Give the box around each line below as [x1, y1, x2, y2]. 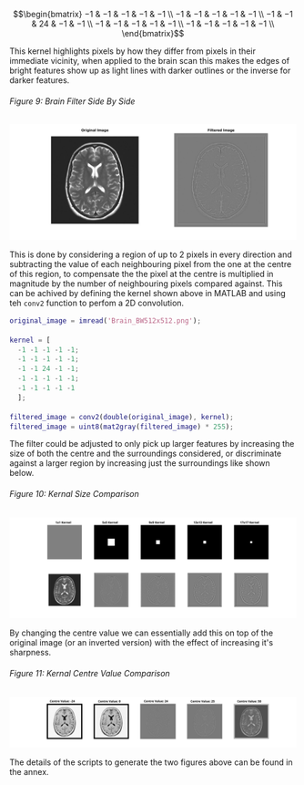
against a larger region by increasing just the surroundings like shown [9, 458, 270, 469]
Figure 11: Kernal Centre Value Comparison [9, 667, 170, 678]
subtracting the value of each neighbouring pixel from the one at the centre [9, 258, 292, 269]
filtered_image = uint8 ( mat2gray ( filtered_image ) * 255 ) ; [9, 422, 234, 431]
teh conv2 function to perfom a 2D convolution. [9, 297, 185, 308]
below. [9, 468, 35, 479]
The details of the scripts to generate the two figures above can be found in [9, 757, 293, 768]
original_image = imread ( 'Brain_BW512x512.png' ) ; [9, 315, 202, 325]
